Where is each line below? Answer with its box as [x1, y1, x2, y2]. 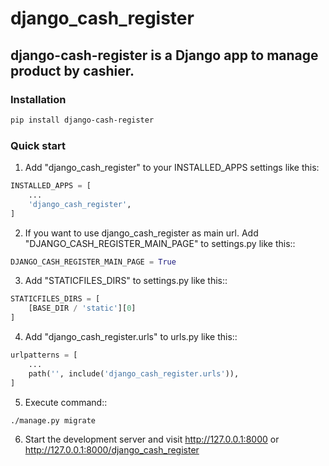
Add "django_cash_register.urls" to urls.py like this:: [24, 331, 238, 343]
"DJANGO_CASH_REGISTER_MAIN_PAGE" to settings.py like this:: [24, 237, 296, 249]
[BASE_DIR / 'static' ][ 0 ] [28, 303, 137, 314]
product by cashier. [10, 62, 135, 79]
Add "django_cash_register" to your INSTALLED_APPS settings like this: [24, 162, 320, 174]
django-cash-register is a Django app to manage [10, 47, 319, 64]
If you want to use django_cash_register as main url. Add [24, 227, 259, 239]
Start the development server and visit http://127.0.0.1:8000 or [24, 433, 280, 446]
